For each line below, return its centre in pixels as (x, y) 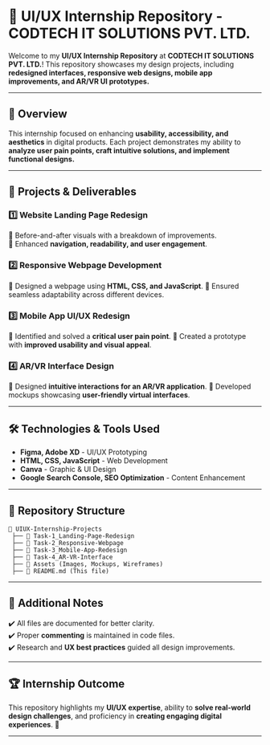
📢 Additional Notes (56, 603)
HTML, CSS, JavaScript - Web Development (94, 461)
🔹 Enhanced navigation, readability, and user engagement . (108, 244)
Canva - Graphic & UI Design (68, 470)
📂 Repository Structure (67, 510)
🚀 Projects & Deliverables (72, 192)
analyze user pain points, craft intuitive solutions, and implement (119, 150)
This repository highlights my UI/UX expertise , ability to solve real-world (130, 707)
